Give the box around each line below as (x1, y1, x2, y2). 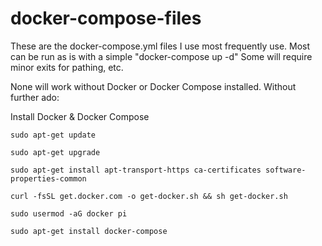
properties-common (10, 173, 87, 184)
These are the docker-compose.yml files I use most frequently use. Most (10, 40, 311, 52)
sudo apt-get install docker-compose (10, 226, 168, 236)
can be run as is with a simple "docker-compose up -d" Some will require (10, 50, 313, 62)
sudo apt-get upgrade (10, 147, 101, 157)
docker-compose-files (10, 7, 202, 30)
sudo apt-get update (10, 130, 97, 140)
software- (265, 165, 307, 175)
